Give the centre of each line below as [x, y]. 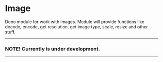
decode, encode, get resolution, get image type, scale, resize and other [76, 26]
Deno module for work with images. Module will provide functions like [75, 22]
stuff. [10, 32]
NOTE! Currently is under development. [53, 49]
